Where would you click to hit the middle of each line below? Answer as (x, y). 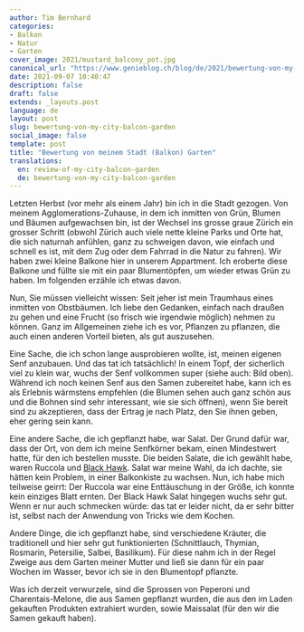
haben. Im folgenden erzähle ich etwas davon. (96, 281)
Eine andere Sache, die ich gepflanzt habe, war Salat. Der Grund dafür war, (149, 439)
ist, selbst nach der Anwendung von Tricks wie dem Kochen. (122, 516)
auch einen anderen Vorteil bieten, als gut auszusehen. (112, 337)
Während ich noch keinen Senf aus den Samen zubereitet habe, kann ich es (151, 383)
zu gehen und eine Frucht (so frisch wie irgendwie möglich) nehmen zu (142, 317)
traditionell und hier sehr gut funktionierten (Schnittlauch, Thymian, (134, 543)
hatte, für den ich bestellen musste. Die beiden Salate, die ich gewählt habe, (151, 458)
